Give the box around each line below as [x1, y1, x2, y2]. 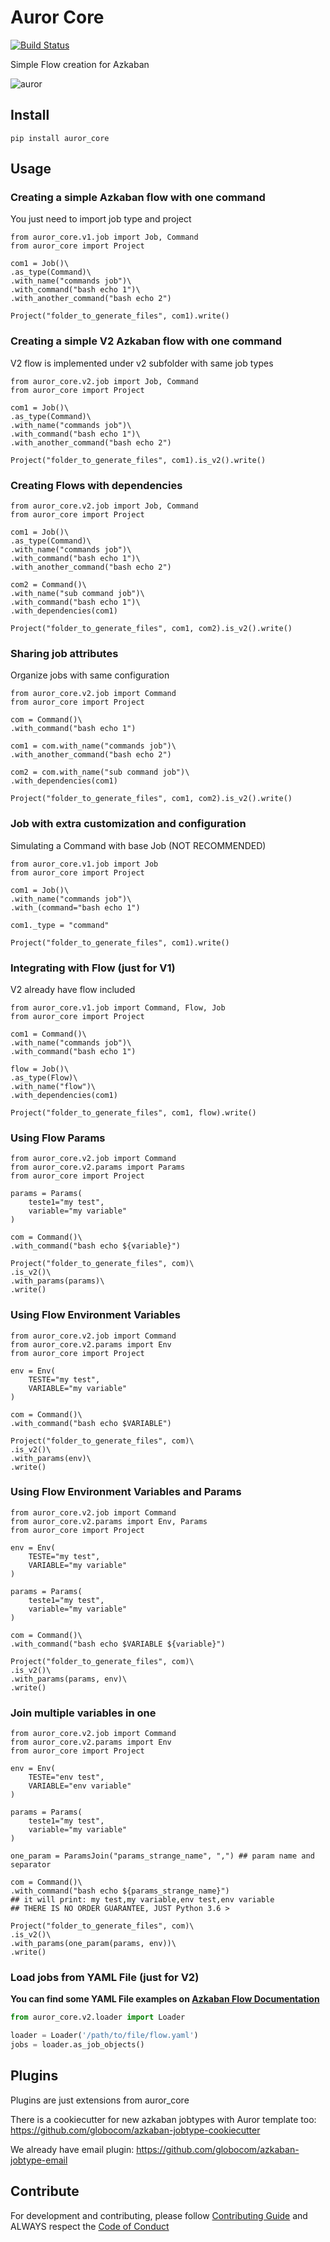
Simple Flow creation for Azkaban [10, 58, 150, 70]
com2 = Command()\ [10, 580, 87, 590]
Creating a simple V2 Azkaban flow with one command [10, 334, 283, 348]
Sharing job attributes [10, 646, 119, 660]
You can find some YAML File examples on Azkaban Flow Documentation [10, 1993, 320, 2005]
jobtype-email [10, 2154, 68, 2166]
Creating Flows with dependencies [10, 478, 183, 492]
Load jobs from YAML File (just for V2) [10, 1971, 200, 1985]
